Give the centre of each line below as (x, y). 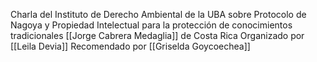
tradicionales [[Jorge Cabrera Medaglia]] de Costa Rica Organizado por (157, 35)
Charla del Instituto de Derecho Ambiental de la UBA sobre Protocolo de (158, 14)
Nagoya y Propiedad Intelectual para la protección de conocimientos (151, 25)
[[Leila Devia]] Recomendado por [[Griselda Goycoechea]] (130, 46)
